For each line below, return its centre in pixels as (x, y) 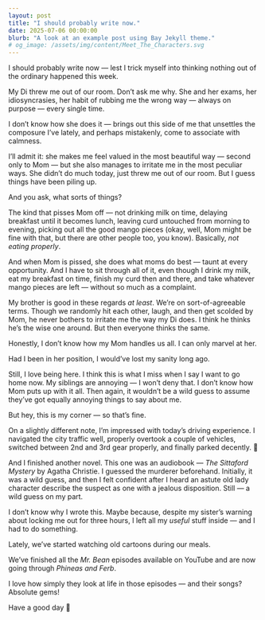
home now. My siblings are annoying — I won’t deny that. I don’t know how (131, 383)
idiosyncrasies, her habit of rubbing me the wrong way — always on (120, 100)
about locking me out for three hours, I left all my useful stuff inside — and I (132, 521)
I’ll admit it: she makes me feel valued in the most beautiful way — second (129, 157)
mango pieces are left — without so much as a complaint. (102, 287)
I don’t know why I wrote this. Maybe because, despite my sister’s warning (131, 512)
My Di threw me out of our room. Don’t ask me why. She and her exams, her (132, 92)
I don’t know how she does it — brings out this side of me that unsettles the (132, 124)
